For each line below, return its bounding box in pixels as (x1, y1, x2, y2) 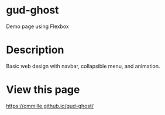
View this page (6, 83, 80, 96)
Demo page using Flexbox (6, 23, 69, 30)
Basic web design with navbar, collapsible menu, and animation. (6, 62, 160, 69)
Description (6, 43, 64, 57)
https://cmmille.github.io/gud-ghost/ (6, 102, 94, 109)
